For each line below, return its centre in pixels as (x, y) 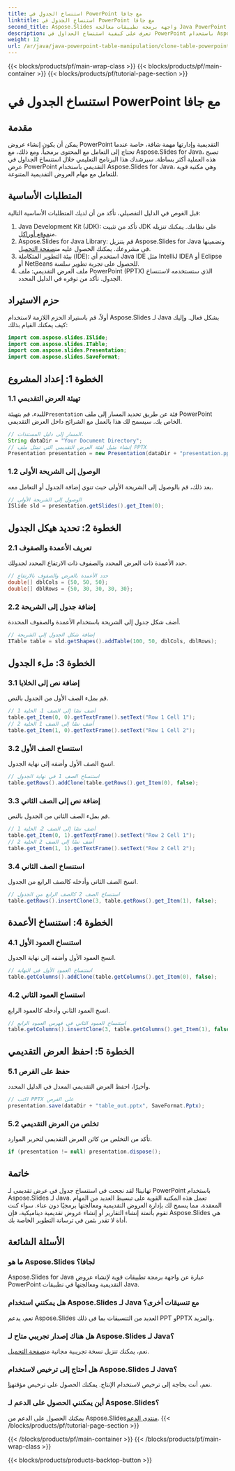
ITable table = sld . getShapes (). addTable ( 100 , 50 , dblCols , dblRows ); (113, 641)
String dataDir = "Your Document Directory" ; (75, 440)
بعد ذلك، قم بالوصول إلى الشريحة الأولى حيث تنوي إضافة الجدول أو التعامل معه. (111, 487)
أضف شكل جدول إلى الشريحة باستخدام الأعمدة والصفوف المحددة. (94, 622)
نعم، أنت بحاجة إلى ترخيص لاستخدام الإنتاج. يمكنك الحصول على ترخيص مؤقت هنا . (110, 1384)
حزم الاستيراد (34, 300)
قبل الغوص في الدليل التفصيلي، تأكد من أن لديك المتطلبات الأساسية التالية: (104, 213)
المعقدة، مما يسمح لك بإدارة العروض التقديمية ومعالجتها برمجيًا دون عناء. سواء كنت (115, 1205)
